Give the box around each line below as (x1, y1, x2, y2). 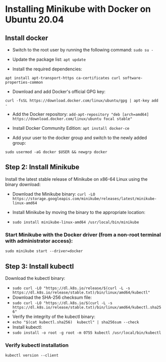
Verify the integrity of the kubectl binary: (12, 313, 96, 319)
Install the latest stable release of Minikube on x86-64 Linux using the (5, 176, 148, 182)
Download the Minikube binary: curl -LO (12, 191, 96, 197)
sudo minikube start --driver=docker (5, 249, 83, 254)
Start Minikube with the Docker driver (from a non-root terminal (5, 231, 161, 238)
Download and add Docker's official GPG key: (12, 89, 106, 95)
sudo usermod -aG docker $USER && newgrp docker (5, 150, 108, 155)
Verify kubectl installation (5, 342, 69, 349)
